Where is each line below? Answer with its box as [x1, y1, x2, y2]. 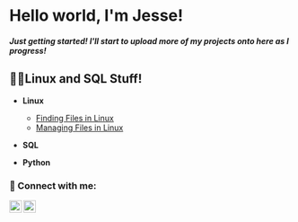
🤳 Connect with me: [9, 179, 97, 191]
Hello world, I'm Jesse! [9, 5, 184, 26]
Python [22, 156, 51, 167]
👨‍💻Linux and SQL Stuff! [9, 71, 143, 86]
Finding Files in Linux [35, 112, 114, 123]
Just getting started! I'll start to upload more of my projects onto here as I [9, 35, 289, 46]
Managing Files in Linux [35, 122, 124, 133]
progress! [9, 45, 47, 56]
